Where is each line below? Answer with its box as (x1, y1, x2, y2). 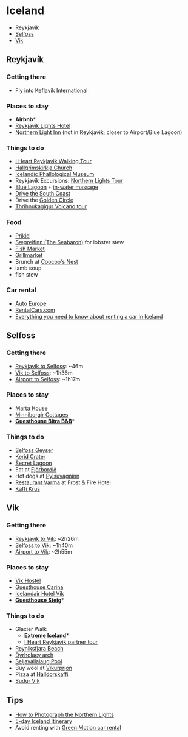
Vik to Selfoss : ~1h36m (15, 369, 73, 376)
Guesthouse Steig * (15, 596, 65, 604)
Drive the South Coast (15, 190, 71, 197)
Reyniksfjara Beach (15, 645, 64, 652)
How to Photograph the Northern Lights (15, 711, 114, 719)
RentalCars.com (15, 306, 56, 314)
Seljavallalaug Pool (15, 658, 62, 665)
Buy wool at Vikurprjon (15, 665, 73, 672)
